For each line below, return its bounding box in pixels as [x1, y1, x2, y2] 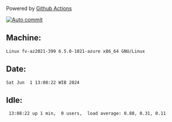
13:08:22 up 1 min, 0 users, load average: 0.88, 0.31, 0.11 [8, 110, 166, 117]
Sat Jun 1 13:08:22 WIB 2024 [6, 80, 80, 85]
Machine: [6, 33, 42, 43]
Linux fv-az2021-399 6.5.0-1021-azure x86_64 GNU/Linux [6, 48, 145, 54]
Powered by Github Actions [6, 5, 72, 12]
